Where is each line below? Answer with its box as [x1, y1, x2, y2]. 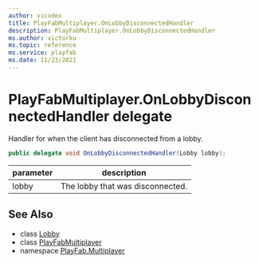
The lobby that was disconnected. [61, 180, 188, 191]
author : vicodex [8, 11, 62, 20]
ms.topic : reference [8, 41, 77, 49]
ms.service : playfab [8, 49, 77, 57]
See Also [8, 208, 53, 222]
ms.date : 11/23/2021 [8, 57, 77, 65]
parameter [12, 167, 53, 178]
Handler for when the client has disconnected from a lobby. [8, 133, 203, 143]
